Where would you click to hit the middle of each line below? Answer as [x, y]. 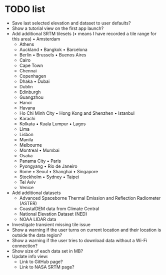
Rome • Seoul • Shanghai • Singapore [59, 171]
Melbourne [30, 145]
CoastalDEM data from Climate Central [59, 209]
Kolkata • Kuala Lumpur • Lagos [52, 124]
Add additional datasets [36, 193]
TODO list [25, 9]
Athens [27, 44]
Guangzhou [31, 97]
